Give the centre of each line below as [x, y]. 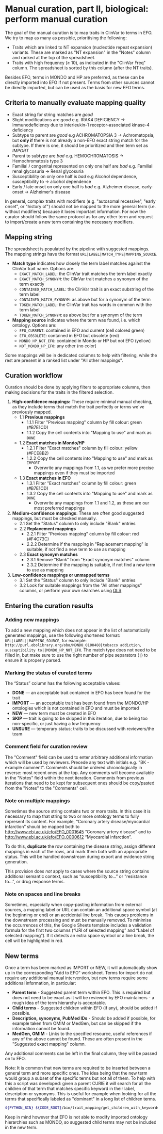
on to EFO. [16, 1059]
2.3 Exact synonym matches [49, 554]
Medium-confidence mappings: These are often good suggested [78, 513]
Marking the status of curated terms [49, 673]
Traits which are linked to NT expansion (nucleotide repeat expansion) [82, 47]
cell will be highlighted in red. [34, 941]
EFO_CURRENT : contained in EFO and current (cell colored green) [82, 330]
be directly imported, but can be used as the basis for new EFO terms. [75, 87]
